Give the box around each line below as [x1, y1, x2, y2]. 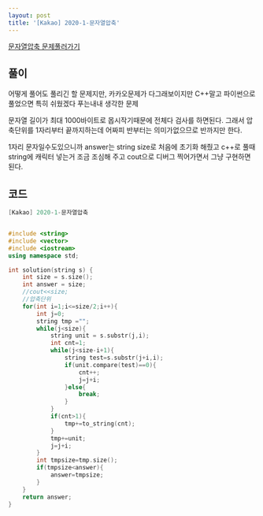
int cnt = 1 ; [50, 340, 87, 347]
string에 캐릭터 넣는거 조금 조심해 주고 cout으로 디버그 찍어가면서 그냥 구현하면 [8, 152, 251, 161]
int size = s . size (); [22, 273, 93, 281]
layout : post [8, 11, 51, 20]
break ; [78, 391, 101, 399]
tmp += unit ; [50, 434, 87, 442]
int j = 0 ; [36, 310, 65, 317]
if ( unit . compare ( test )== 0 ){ [64, 361, 157, 369]
